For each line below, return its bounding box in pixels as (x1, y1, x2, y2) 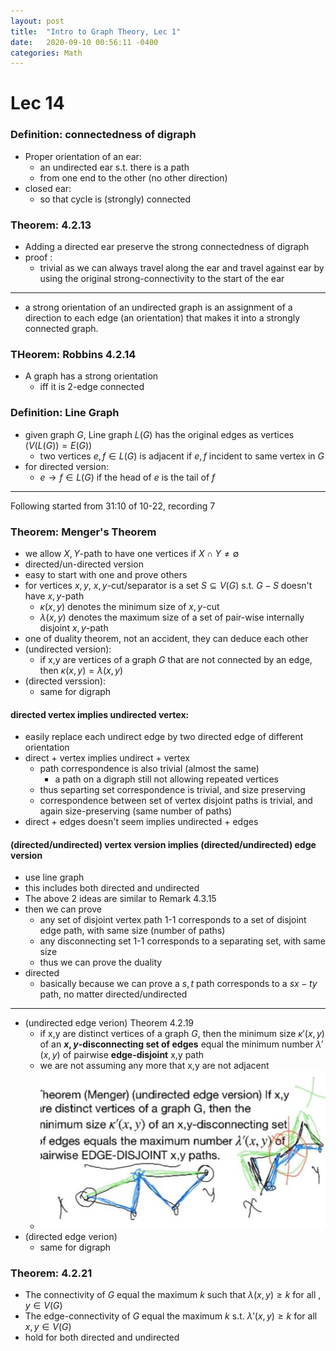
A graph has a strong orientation (24, 370, 159, 382)
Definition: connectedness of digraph (10, 128, 197, 142)
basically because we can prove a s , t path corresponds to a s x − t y (39, 978, 318, 990)
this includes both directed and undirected (24, 882, 200, 894)
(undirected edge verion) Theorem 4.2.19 (24, 1017, 195, 1029)
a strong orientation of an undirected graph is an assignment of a (24, 301, 293, 314)
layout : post (10, 16, 65, 26)
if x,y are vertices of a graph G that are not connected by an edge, (39, 653, 313, 665)
